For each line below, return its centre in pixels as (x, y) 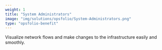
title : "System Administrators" (38, 14)
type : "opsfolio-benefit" (32, 23)
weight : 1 (15, 10)
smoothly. (15, 43)
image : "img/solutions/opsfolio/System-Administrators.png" (68, 19)
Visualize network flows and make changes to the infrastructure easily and (81, 37)
